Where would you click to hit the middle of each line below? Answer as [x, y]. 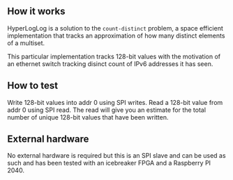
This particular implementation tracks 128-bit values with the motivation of [114, 56]
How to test [32, 86]
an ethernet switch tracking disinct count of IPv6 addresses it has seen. [110, 64]
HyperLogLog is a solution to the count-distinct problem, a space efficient [115, 28]
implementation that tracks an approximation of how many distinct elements [116, 35]
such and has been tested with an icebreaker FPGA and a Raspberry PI [109, 163]
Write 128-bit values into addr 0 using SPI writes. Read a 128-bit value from [115, 102]
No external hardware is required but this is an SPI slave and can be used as [116, 156]
